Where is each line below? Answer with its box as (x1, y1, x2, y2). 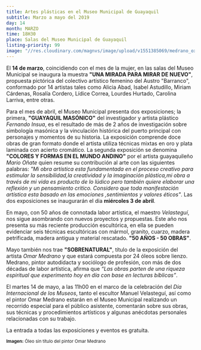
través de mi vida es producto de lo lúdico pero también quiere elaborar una (6, 178, 194, 185)
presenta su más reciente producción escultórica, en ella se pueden (6, 222, 174, 229)
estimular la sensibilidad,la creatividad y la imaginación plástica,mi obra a (6, 172, 190, 179)
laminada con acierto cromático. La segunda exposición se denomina (6, 146, 178, 153)
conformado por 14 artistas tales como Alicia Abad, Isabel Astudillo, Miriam (6, 83, 191, 91)
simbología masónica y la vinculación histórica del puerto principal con (6, 127, 181, 134)
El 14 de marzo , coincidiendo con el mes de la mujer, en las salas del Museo (6, 64, 194, 71)
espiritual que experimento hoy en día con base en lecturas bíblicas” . (6, 271, 178, 279)
